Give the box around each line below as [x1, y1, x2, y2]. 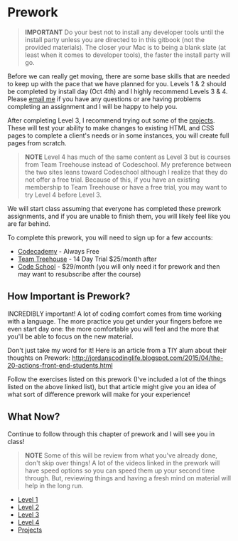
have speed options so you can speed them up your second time [24, 466, 215, 475]
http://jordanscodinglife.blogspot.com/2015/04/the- [72, 354, 224, 362]
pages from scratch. [7, 138, 67, 147]
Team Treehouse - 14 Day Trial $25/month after [17, 254, 158, 263]
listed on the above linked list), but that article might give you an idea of [7, 382, 217, 391]
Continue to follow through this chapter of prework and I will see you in [7, 429, 215, 438]
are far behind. [7, 219, 51, 228]
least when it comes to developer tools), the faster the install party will [24, 51, 231, 59]
